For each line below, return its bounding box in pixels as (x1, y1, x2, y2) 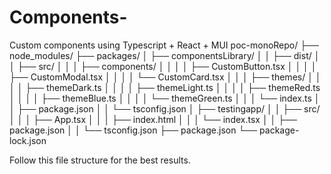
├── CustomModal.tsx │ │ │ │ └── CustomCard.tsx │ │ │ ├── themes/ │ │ (9, 71, 322, 83)
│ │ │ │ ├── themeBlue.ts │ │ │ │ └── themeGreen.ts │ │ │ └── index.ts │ (9, 92, 321, 104)
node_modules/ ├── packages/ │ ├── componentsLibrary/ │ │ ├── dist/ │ (9, 49, 321, 61)
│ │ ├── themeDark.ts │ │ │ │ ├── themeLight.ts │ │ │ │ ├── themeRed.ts (9, 81, 321, 93)
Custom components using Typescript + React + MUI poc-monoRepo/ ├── (9, 39, 319, 51)
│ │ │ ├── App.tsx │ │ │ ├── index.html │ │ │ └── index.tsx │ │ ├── (9, 113, 298, 125)
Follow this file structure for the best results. (9, 154, 191, 166)
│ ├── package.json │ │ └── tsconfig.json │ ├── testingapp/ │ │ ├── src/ (9, 102, 321, 115)
